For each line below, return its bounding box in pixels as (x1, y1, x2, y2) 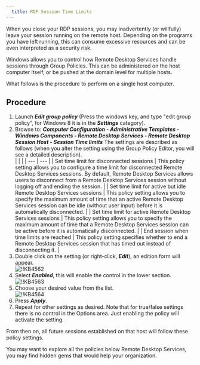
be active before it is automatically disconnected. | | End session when (14, 228, 189, 235)
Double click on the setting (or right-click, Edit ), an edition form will (14, 253, 180, 260)
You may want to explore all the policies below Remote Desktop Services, (6, 346, 187, 353)
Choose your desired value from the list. (14, 284, 114, 292)
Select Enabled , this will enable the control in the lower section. (14, 272, 172, 279)
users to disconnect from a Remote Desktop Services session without (14, 177, 187, 184)
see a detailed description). (14, 151, 82, 158)
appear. (14, 259, 34, 266)
